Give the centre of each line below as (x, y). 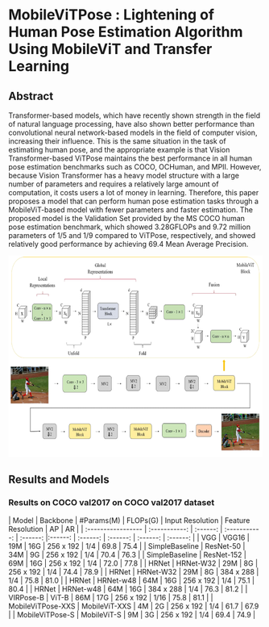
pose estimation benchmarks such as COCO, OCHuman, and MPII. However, (135, 167)
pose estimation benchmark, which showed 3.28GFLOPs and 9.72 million (130, 227)
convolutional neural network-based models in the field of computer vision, (133, 132)
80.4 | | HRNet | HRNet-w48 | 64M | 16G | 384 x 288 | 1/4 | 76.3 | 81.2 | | (128, 589)
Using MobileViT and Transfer (110, 49)
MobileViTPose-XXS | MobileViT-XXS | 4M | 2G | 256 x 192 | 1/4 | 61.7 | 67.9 (134, 606)
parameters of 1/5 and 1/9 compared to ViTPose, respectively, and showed (132, 235)
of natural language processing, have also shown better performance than (132, 124)
